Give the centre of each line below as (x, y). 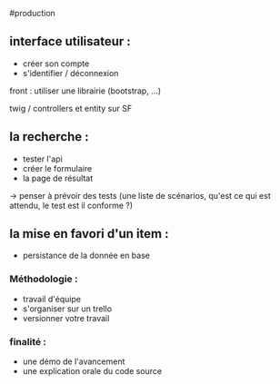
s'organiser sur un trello (67, 309)
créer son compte (56, 64)
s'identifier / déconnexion (70, 73)
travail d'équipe (52, 299)
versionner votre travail (66, 318)
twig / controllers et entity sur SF (71, 108)
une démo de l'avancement (74, 361)
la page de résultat (58, 178)
